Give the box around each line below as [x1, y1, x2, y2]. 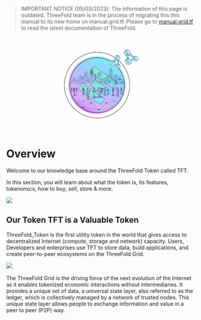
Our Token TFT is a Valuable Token [6, 215, 139, 225]
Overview [6, 147, 56, 161]
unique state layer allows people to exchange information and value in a [6, 300, 184, 307]
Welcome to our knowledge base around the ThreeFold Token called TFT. [6, 167, 188, 174]
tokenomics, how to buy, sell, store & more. [6, 185, 113, 192]
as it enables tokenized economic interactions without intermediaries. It [6, 281, 184, 288]
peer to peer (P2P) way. [6, 306, 65, 313]
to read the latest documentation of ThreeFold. [20, 24, 137, 31]
